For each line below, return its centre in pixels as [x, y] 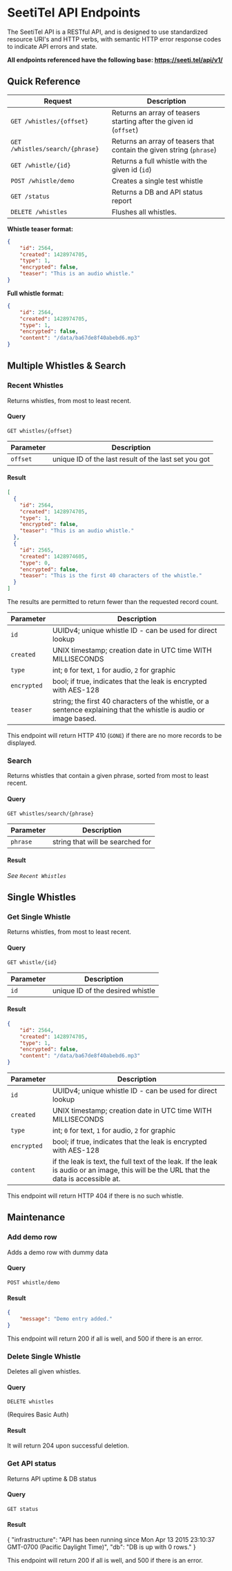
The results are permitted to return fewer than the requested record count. [113, 602]
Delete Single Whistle [44, 1356]
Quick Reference [44, 82]
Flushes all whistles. [144, 212]
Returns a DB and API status [157, 192]
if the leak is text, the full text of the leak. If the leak [135, 1162]
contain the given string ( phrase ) [164, 150]
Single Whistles [41, 898]
